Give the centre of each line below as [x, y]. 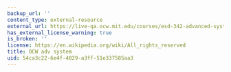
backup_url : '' [29, 13]
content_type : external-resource [55, 20]
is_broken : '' [27, 39]
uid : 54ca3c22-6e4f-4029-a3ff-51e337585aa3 [70, 58]
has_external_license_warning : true [59, 33]
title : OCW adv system [40, 52]
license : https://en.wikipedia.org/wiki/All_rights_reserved [97, 45]
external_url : [27, 26]
